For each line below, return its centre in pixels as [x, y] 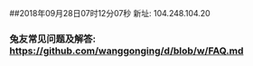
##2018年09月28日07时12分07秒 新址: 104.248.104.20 [110, 13]
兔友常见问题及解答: [53, 39]
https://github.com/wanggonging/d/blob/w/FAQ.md [126, 51]
